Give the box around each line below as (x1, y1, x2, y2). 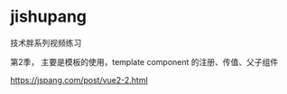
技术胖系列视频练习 (10, 37, 82, 48)
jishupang (10, 6, 88, 27)
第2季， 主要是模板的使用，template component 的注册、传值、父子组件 (10, 56, 279, 67)
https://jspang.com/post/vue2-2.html (10, 74, 148, 85)
